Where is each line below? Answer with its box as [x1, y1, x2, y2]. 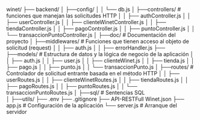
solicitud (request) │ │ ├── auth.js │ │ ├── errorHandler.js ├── [6, 44, 166, 51]
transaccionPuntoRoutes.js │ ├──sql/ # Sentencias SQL [6, 89, 145, 96]
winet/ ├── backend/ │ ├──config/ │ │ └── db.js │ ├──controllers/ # [6, 6, 181, 13]
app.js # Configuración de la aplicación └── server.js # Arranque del [6, 102, 178, 109]
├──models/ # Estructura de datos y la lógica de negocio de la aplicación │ [6, 51, 194, 57]
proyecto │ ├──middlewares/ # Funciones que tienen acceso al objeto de [6, 38, 190, 45]
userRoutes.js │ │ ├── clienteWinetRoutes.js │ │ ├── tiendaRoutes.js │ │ [6, 76, 189, 83]
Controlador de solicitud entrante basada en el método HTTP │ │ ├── [6, 70, 180, 77]
